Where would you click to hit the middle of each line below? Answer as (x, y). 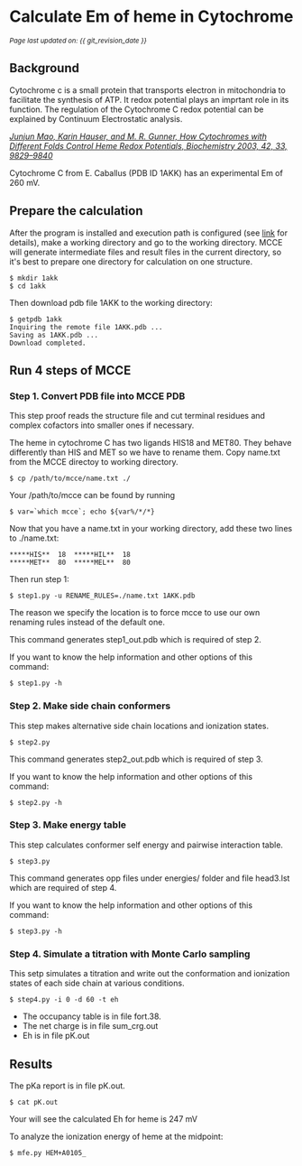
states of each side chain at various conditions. (97, 983)
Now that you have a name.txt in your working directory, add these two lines (151, 529)
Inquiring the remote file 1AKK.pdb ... (87, 327)
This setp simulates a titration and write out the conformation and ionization (150, 974)
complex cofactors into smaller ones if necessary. (102, 425)
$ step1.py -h (36, 683)
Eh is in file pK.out (56, 1036)
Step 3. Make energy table (68, 825)
